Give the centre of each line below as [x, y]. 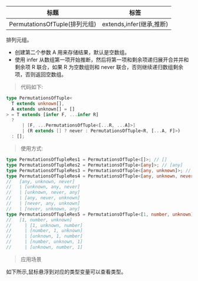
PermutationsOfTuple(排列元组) [53, 24]
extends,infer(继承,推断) [135, 24]
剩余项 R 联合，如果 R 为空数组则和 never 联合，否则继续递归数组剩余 [99, 67]
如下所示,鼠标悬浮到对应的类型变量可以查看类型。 [66, 272]
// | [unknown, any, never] [43, 187]
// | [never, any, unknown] [43, 203]
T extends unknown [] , [38, 103]
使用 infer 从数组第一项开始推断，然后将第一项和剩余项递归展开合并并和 [102, 59]
